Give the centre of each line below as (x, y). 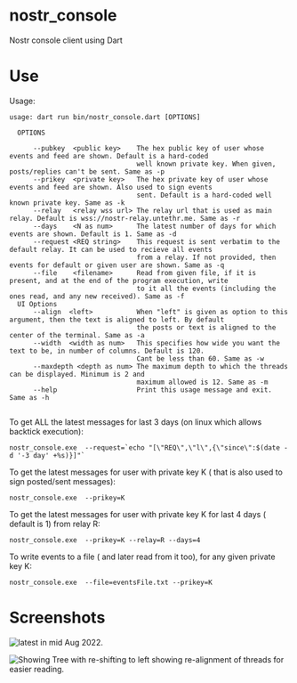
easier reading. (37, 669)
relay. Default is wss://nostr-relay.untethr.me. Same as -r (125, 218)
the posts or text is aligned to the (206, 327)
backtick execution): (47, 431)
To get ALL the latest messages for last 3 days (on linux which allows (136, 422)
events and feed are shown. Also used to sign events (111, 187)
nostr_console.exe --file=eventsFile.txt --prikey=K (111, 582)
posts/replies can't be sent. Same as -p (87, 171)
